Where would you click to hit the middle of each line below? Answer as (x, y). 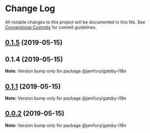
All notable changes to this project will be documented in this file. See (75, 22)
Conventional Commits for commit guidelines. (51, 27)
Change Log (30, 9)
